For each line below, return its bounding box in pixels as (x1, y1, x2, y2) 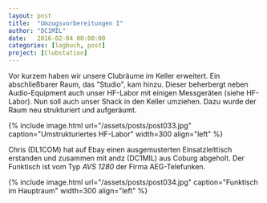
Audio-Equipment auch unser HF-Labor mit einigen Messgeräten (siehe (8, 88, 245, 97)
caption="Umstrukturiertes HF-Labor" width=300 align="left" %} (8, 129, 223, 139)
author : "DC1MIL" (8, 26, 67, 35)
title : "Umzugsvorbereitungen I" (8, 19, 124, 27)
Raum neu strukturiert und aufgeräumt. (8, 105, 137, 115)
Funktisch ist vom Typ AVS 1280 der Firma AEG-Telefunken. (8, 162, 206, 171)
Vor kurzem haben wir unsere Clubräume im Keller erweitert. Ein (8, 71, 220, 80)
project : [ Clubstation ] (8, 49, 88, 57)
